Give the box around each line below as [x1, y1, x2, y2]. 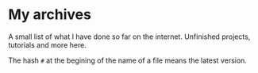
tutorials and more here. [8, 40, 87, 49]
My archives [8, 6, 91, 24]
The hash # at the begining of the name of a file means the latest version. [8, 56, 248, 65]
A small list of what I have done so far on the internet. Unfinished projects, [8, 32, 251, 41]
